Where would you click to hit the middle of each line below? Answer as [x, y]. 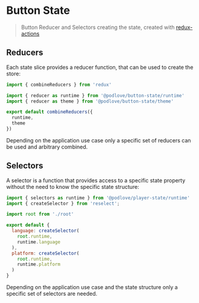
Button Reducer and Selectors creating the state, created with [98, 27]
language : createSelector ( [46, 231]
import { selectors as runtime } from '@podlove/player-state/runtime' [98, 198]
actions [30, 33]
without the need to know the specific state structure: [73, 187]
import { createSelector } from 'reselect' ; [63, 203]
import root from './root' [40, 214]
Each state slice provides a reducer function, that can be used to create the [100, 67]
